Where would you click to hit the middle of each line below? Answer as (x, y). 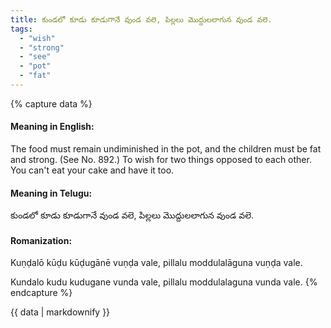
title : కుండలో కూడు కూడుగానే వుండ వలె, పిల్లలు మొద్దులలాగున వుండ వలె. (141, 19)
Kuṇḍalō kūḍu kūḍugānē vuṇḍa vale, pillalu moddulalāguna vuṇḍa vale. (156, 263)
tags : (21, 29)
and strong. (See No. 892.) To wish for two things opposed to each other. (161, 160)
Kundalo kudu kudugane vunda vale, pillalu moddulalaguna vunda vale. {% (164, 282)
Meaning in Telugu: (51, 193)
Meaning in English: (52, 127)
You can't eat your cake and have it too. (92, 170)
